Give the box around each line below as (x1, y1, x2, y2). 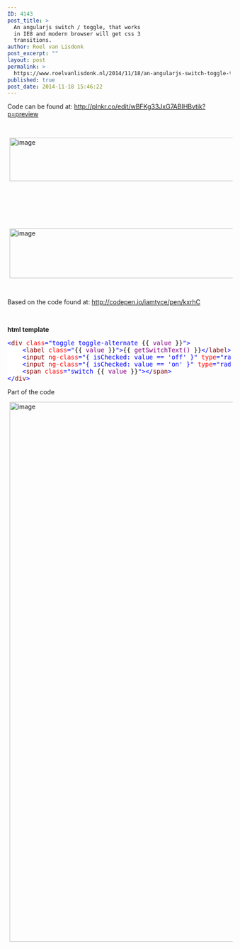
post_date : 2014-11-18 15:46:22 (7, 83, 103, 90)
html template (7, 326, 50, 334)
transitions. (13, 37, 52, 44)
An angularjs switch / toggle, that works (13, 23, 141, 30)
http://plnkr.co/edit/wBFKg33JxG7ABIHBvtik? (74, 102, 206, 111)
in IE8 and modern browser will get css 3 (13, 30, 141, 38)
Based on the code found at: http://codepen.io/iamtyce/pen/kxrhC (7, 298, 201, 306)
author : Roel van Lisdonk (7, 43, 84, 50)
